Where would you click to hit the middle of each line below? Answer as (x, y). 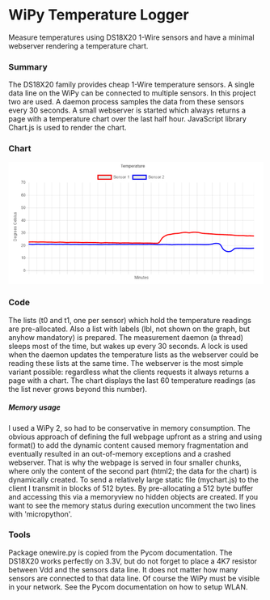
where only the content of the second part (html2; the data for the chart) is (133, 470)
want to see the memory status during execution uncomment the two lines (132, 505)
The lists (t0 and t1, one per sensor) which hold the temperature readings (130, 320)
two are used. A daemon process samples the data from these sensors (127, 102)
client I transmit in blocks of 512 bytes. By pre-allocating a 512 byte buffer (131, 488)
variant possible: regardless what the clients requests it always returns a (129, 372)
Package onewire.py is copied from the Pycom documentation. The (120, 552)
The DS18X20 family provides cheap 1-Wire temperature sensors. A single (131, 85)
